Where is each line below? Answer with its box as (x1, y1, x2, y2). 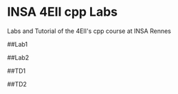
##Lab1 (7, 40, 28, 48)
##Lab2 (7, 53, 30, 62)
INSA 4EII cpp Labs (7, 4, 118, 20)
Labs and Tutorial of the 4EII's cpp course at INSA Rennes (7, 27, 172, 35)
